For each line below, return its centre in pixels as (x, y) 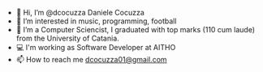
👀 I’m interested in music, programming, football (96, 21)
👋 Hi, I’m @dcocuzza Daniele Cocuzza (80, 13)
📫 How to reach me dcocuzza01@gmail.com (92, 59)
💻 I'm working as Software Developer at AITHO (96, 47)
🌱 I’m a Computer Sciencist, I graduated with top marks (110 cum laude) (136, 30)
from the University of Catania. (67, 38)
